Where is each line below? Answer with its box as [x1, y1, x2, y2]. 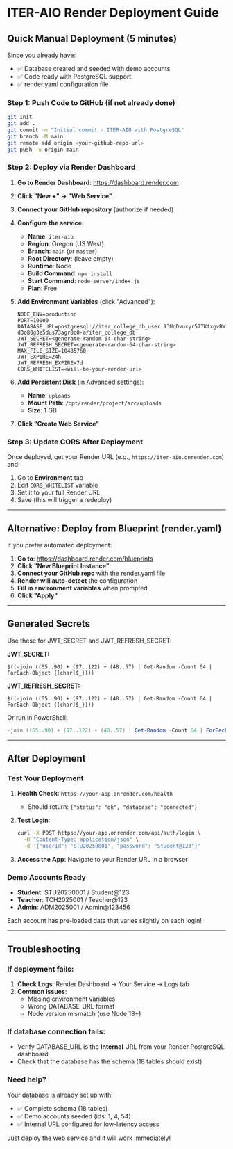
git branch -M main [7, 133, 64, 140]
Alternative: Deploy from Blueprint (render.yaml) [7, 522, 222, 534]
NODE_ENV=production [17, 311, 77, 318]
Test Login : [17, 816, 51, 825]
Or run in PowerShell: [7, 713, 68, 721]
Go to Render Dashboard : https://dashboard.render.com [17, 178, 179, 186]
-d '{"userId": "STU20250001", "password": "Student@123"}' [24, 843, 201, 850]
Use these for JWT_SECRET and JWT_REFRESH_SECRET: [7, 636, 172, 645]
